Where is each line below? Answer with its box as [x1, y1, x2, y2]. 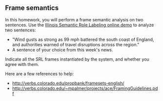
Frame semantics [5, 4, 59, 12]
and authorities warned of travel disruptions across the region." [12, 41, 140, 48]
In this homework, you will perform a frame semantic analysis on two [5, 17, 143, 22]
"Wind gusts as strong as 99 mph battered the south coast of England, [12, 36, 154, 42]
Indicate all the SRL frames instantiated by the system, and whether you [5, 56, 150, 62]
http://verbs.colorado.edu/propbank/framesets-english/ [12, 80, 124, 86]
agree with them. [5, 61, 39, 67]
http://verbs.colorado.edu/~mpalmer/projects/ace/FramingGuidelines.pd [12, 85, 158, 91]
